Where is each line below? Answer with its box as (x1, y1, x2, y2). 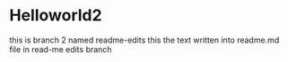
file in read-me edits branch (9, 43, 112, 54)
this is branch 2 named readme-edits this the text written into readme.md (9, 35, 280, 45)
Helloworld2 (9, 5, 102, 26)
